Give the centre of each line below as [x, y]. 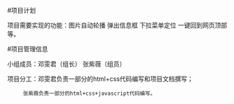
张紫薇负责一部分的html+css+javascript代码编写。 [89, 93]
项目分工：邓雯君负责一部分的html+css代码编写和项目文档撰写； [101, 79]
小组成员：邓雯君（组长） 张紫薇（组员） [67, 64]
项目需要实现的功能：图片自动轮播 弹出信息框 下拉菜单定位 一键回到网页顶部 [117, 25]
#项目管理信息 [28, 49]
